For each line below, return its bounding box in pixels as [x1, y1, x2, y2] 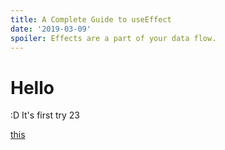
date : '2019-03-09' [10, 24, 92, 34]
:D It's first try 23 [10, 109, 80, 121]
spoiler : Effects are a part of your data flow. [10, 33, 217, 43]
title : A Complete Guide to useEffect [10, 14, 172, 25]
